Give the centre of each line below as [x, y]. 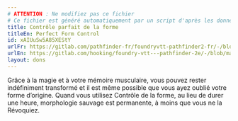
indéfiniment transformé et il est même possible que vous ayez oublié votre [117, 87]
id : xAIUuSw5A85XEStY [39, 40]
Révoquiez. [24, 110]
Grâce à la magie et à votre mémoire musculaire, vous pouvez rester [107, 80]
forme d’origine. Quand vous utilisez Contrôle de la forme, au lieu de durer [115, 95]
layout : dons [27, 60]
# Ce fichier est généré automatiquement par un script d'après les [110, 21]
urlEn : [17, 54]
